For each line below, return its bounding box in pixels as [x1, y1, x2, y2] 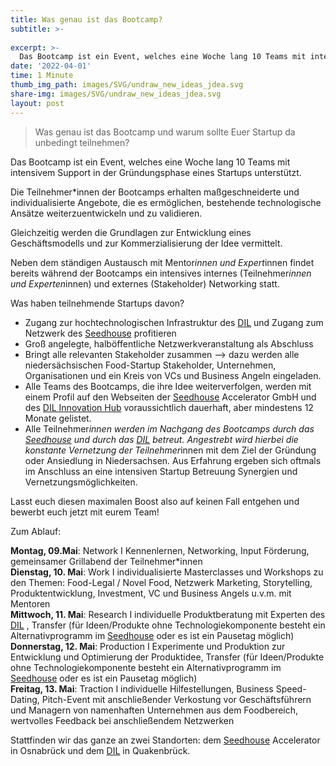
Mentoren [10, 597, 51, 610]
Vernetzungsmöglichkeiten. [24, 476, 138, 488]
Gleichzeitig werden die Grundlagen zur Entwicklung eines [10, 226, 252, 238]
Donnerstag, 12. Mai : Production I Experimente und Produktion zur [10, 640, 286, 652]
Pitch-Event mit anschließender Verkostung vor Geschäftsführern [41, 693, 312, 705]
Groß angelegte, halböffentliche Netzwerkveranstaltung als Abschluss [24, 337, 314, 350]
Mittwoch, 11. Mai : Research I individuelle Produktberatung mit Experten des [10, 608, 326, 620]
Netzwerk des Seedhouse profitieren [24, 327, 177, 339]
